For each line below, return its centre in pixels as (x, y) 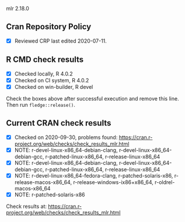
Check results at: (26, 206)
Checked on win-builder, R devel (54, 86)
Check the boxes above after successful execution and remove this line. (92, 98)
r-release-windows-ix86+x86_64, (113, 182)
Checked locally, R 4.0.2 (43, 74)
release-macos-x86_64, (43, 182)
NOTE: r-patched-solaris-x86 (50, 195)
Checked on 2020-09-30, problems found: (66, 137)
